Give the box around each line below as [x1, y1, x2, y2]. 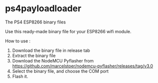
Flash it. [12, 73, 28, 79]
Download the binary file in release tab [12, 47, 90, 53]
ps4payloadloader [5, 3, 82, 14]
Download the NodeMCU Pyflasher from [12, 58, 94, 63]
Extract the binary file [12, 52, 56, 59]
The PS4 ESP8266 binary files [5, 19, 66, 25]
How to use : [5, 38, 31, 44]
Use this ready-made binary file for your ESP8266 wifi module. [5, 28, 132, 34]
